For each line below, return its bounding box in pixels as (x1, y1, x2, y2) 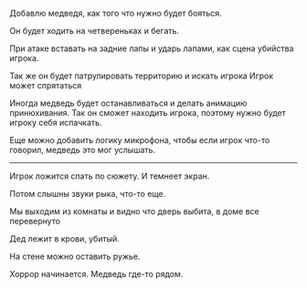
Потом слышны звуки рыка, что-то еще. (9, 189, 166, 199)
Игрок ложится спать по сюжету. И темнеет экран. (9, 170, 210, 181)
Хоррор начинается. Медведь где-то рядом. (9, 269, 184, 279)
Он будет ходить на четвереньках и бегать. (9, 26, 180, 36)
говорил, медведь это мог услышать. (9, 145, 156, 155)
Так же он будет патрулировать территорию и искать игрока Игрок (9, 70, 274, 81)
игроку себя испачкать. (9, 118, 102, 128)
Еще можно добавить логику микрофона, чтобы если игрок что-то (9, 135, 270, 145)
